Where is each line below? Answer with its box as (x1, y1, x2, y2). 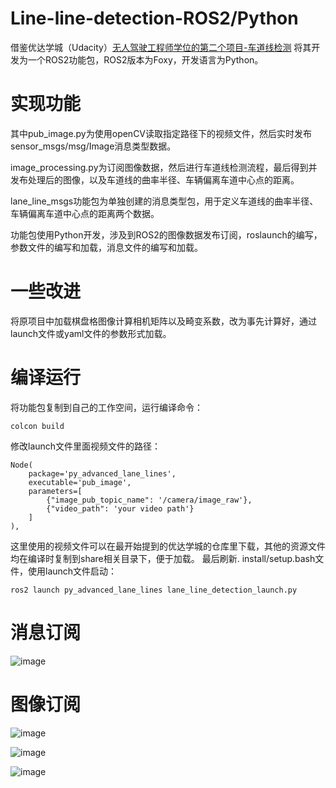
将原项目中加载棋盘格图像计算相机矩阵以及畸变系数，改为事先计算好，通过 (10, 315, 317, 327)
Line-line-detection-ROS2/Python (10, 7, 299, 30)
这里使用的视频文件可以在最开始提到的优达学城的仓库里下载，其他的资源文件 (10, 540, 326, 552)
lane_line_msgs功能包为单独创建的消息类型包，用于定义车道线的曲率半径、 (10, 195, 319, 207)
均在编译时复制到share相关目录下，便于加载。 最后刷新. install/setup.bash (10, 552, 316, 564)
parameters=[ (28, 486, 83, 496)
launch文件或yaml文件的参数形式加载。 (10, 327, 172, 339)
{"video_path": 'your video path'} (46, 503, 195, 514)
